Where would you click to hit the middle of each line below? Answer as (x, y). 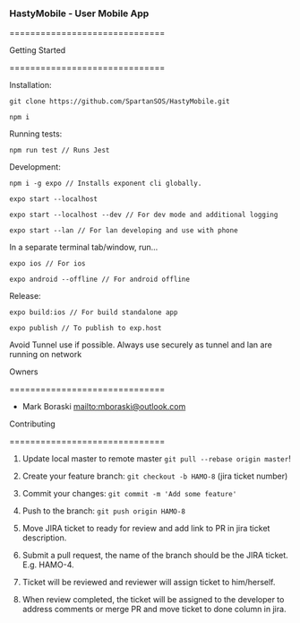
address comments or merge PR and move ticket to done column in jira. (154, 610)
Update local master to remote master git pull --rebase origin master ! (156, 459)
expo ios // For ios (48, 264)
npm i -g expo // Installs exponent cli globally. (106, 184)
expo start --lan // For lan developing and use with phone (124, 231)
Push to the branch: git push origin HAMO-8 (104, 511)
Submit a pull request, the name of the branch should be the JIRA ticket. (155, 556)
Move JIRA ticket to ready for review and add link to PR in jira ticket (146, 529)
